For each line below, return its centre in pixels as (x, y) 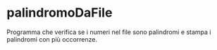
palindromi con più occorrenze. (52, 39)
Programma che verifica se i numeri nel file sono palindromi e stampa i (109, 32)
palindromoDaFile (60, 13)
